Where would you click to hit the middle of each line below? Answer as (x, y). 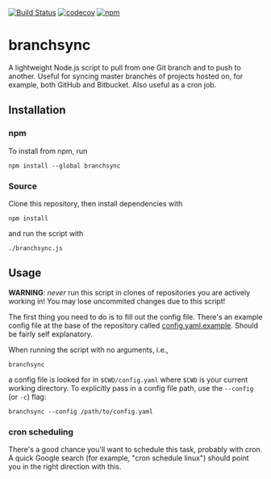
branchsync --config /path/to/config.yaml (81, 411)
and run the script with (46, 233)
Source (23, 186)
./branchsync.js (35, 248)
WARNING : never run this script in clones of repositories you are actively (129, 292)
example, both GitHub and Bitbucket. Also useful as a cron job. (113, 84)
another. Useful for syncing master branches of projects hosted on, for (126, 76)
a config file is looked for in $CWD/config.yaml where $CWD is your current (128, 379)
